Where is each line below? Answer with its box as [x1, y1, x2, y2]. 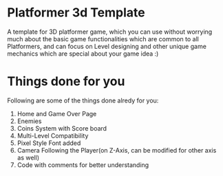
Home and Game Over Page [17, 109, 97, 118]
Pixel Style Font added [17, 139, 81, 147]
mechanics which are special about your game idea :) [7, 49, 159, 58]
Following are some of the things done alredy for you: [7, 96, 159, 104]
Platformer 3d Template [7, 5, 146, 21]
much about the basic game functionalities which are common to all [7, 34, 200, 43]
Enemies [17, 117, 42, 125]
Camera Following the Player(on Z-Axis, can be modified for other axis [17, 146, 217, 154]
